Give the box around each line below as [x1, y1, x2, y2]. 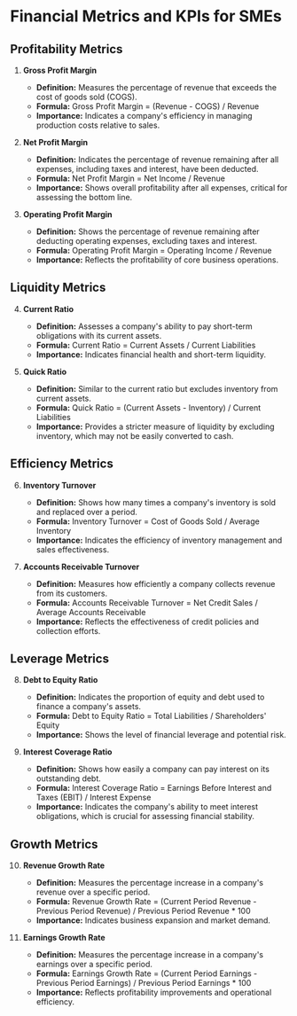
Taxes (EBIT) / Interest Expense [35, 792, 152, 803]
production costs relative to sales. [35, 120, 160, 130]
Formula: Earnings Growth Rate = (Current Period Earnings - [35, 968, 258, 979]
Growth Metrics [10, 836, 98, 852]
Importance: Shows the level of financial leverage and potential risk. [35, 730, 286, 740]
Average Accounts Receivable [35, 606, 146, 617]
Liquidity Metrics [10, 280, 106, 295]
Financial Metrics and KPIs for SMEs [10, 6, 282, 27]
